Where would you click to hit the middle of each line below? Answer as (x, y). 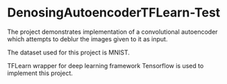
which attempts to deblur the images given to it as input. (87, 39)
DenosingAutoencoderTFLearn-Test (114, 13)
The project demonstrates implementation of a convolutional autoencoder (112, 32)
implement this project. (40, 73)
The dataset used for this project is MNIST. (68, 52)
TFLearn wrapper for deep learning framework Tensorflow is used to (106, 65)
